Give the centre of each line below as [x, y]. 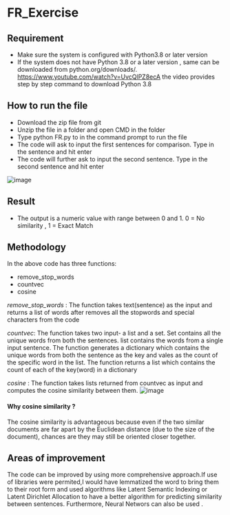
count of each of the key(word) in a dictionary [72, 370]
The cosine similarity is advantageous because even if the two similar [106, 422]
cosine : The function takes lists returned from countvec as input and [105, 383]
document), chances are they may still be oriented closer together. [102, 436]
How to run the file [48, 106]
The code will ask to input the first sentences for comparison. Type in [116, 144]
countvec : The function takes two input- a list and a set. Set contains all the [114, 333]
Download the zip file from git [59, 122]
